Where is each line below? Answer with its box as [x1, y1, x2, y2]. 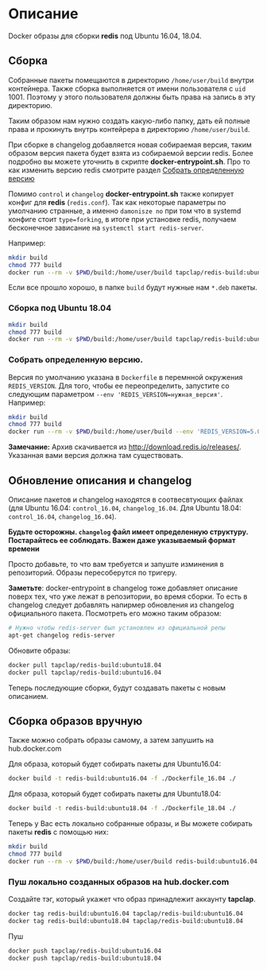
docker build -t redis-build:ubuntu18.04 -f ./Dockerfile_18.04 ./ [8, 805, 237, 813]
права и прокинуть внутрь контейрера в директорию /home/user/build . [8, 124, 250, 134]
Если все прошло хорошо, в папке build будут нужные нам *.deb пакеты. [8, 283, 257, 293]
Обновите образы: [8, 646, 71, 655]
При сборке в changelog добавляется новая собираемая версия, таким [8, 140, 252, 149]
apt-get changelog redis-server [8, 631, 115, 639]
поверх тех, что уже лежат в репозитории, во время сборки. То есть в [8, 592, 248, 601]
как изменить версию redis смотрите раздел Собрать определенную [8, 165, 245, 175]
